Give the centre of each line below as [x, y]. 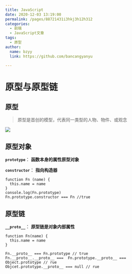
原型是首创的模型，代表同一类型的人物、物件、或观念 [72, 120]
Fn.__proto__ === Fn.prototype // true [47, 253]
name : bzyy [21, 51]
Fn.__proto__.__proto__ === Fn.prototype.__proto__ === [66, 258]
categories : [17, 24]
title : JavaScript [24, 10]
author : [13, 47]
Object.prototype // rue [31, 262]
